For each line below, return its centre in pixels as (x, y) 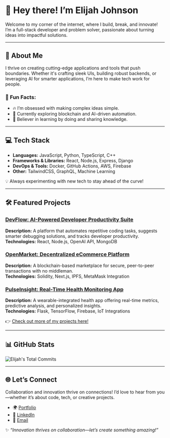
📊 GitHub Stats (30, 344)
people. (13, 84)
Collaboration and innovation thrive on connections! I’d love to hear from (80, 392)
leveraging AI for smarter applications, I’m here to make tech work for (78, 78)
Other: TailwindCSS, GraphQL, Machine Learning (64, 171)
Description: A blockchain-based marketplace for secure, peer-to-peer (80, 266)
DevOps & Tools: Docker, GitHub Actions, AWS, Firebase (72, 166)
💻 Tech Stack (28, 140)
